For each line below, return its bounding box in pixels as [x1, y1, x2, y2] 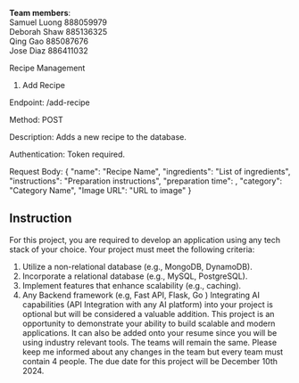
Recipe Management [9, 62, 86, 73]
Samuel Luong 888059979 [9, 17, 107, 28]
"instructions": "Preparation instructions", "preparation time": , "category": [9, 175, 283, 186]
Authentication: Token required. [9, 149, 126, 159]
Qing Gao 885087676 [9, 36, 89, 46]
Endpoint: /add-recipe [9, 97, 91, 108]
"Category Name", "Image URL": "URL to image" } [9, 185, 192, 195]
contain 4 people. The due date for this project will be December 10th [21, 355, 278, 366]
